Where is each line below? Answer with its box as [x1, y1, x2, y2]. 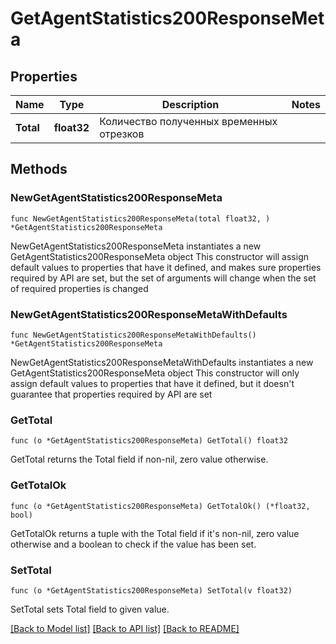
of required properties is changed [10, 282, 149, 294]
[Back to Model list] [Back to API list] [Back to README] [10, 622, 240, 634]
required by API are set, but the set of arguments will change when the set [10, 272, 317, 284]
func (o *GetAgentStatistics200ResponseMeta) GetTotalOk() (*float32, [10, 501, 311, 511]
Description [161, 98, 220, 111]
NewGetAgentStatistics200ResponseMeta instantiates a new [10, 240, 262, 252]
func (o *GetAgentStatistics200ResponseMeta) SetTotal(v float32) [10, 585, 293, 596]
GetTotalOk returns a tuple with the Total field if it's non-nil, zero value [10, 527, 300, 539]
